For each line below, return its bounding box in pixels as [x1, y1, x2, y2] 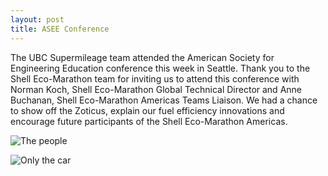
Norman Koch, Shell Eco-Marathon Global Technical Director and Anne [10, 83, 302, 95]
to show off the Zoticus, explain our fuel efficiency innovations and [10, 104, 285, 116]
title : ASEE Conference [10, 24, 110, 34]
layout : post [10, 14, 65, 25]
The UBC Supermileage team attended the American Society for [10, 51, 275, 63]
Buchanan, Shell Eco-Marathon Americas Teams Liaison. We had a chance [10, 94, 318, 106]
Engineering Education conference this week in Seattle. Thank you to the [10, 62, 311, 74]
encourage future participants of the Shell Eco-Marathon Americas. [10, 115, 288, 127]
